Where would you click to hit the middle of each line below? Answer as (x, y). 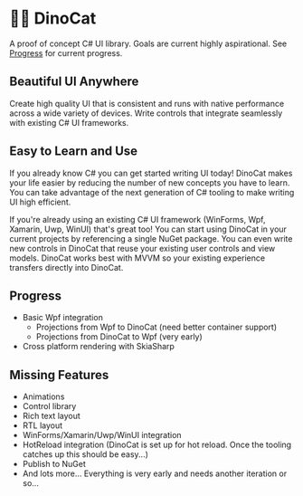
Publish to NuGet (54, 464)
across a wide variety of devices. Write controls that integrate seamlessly (146, 113)
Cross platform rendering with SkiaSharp (98, 347)
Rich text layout (52, 416)
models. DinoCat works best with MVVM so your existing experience (137, 258)
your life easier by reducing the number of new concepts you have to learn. (150, 182)
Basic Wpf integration (63, 318)
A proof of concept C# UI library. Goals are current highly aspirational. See (148, 43)
